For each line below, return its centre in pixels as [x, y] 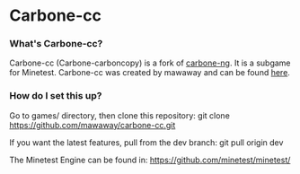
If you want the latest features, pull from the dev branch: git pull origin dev [146, 142]
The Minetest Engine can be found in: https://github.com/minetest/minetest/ [150, 160]
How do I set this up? [56, 96]
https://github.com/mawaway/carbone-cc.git [93, 125]
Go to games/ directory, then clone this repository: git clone [120, 115]
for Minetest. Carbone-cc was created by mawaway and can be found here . [150, 73]
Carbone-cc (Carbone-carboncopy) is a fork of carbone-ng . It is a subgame [150, 63]
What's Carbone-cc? [56, 44]
